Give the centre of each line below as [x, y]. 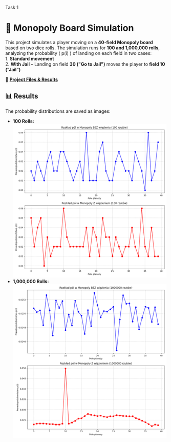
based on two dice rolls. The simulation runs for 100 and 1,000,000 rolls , [83, 48]
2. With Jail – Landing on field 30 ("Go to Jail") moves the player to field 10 [85, 64]
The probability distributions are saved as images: [58, 111]
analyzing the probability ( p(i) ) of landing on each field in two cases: [79, 53]
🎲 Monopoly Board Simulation [70, 28]
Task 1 [12, 7]
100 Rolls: [23, 121]
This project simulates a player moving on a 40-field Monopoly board [79, 42]
